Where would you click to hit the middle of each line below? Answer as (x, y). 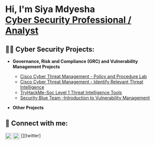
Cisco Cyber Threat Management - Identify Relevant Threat (82, 82)
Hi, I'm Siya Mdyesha (50, 9)
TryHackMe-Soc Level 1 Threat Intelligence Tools (71, 92)
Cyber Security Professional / (68, 20)
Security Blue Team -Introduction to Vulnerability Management (85, 98)
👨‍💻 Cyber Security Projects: (50, 49)
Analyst (22, 31)
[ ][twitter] (31, 135)
